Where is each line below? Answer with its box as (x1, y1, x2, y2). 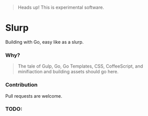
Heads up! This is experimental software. (17, 5, 105, 10)
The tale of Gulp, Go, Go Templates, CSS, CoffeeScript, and (17, 63, 143, 69)
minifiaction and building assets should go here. (17, 69, 119, 75)
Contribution (5, 81, 38, 89)
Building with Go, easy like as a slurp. (5, 39, 84, 45)
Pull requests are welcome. (5, 93, 62, 99)
